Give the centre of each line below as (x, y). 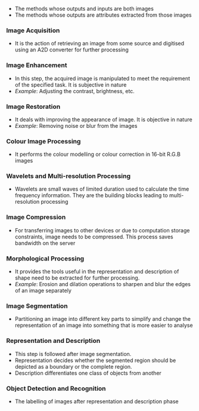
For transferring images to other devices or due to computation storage (102, 230)
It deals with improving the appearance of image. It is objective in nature (103, 119)
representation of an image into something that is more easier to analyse (104, 326)
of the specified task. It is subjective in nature (71, 85)
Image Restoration (33, 106)
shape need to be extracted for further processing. (77, 278)
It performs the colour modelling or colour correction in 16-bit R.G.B (97, 154)
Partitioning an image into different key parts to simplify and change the (102, 319)
